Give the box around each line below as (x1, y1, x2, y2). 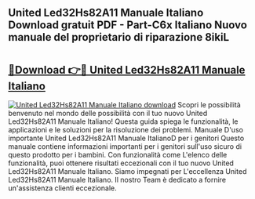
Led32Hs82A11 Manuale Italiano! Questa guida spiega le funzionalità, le (8, 117, 239, 126)
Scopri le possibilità (177, 100, 241, 109)
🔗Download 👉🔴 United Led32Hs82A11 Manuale (8, 63, 246, 77)
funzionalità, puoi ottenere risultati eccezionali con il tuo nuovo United (8, 158, 234, 168)
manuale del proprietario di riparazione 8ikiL (8, 31, 230, 44)
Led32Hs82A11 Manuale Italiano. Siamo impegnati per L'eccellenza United (8, 167, 247, 175)
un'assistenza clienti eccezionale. (8, 183, 118, 193)
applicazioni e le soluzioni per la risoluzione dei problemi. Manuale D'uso (8, 125, 243, 134)
